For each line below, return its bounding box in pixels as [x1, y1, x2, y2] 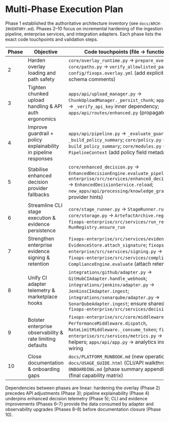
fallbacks [28, 191, 49, 198]
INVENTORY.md [5, 26, 33, 31]
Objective [34, 48, 58, 55]
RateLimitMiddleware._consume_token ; [68, 326, 157, 333]
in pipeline [28, 149, 53, 156]
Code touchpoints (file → [84, 48, 146, 55]
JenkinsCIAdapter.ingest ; [68, 287, 129, 294]
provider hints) [68, 193, 104, 200]
